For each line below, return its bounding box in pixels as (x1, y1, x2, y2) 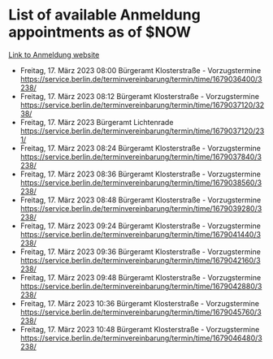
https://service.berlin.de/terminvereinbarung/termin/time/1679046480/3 (19, 333, 262, 343)
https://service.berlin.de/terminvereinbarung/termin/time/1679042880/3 (19, 281, 262, 291)
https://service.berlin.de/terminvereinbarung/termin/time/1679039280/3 (19, 203, 262, 213)
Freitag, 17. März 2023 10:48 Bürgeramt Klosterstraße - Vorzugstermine (19, 324, 260, 334)
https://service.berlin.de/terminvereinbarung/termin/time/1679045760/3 (19, 307, 262, 317)
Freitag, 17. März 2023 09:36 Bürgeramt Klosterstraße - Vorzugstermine (19, 246, 262, 257)
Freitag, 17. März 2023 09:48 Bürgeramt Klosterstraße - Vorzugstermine (19, 272, 262, 282)
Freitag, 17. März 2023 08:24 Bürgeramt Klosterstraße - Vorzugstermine (19, 143, 262, 153)
